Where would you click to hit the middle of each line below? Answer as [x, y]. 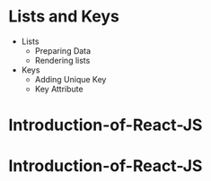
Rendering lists [62, 60]
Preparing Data [63, 50]
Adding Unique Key [70, 79]
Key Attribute [59, 89]
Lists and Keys [64, 17]
